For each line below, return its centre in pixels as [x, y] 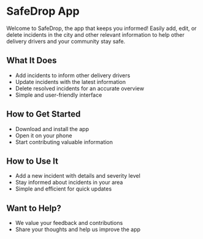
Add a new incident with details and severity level [78, 176]
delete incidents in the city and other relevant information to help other [96, 34]
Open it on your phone [44, 135]
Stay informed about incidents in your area [69, 183]
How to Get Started [44, 114]
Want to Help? [34, 208]
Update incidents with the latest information [71, 82]
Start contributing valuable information [64, 142]
